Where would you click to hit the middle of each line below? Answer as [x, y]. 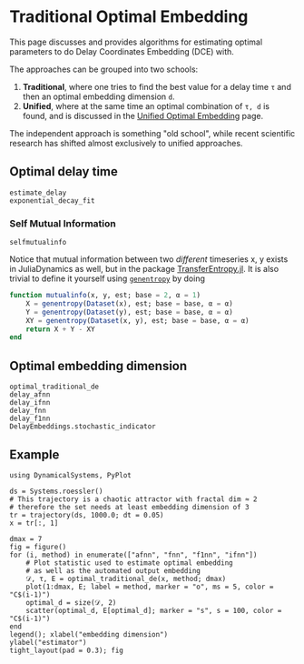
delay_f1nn [30, 419]
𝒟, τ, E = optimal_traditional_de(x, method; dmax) [126, 578]
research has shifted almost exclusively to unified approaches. [126, 143]
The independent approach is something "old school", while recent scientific [152, 133]
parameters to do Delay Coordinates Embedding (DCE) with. [122, 51]
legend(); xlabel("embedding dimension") [89, 634]
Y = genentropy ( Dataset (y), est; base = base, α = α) [129, 312]
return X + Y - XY [60, 329]
